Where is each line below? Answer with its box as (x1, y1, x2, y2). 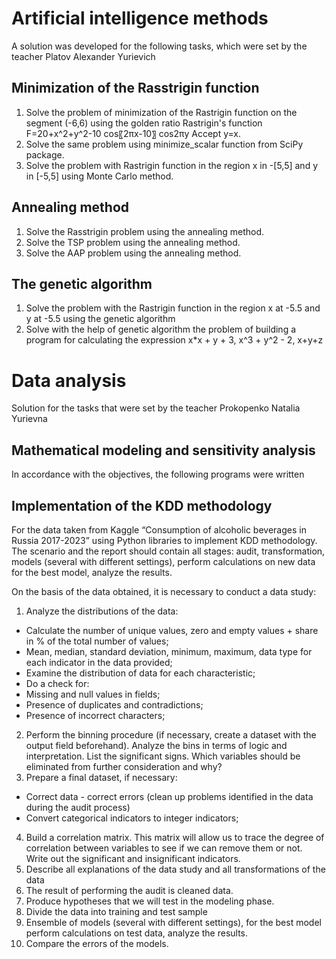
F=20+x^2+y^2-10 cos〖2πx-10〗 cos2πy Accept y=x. (25, 127, 241, 139)
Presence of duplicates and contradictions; (25, 698, 204, 711)
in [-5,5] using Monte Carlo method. (25, 170, 174, 182)
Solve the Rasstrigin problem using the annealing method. (25, 225, 264, 237)
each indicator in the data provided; (25, 656, 173, 668)
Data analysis (11, 369, 127, 392)
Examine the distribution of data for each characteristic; (25, 667, 256, 679)
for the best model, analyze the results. (11, 566, 173, 578)
